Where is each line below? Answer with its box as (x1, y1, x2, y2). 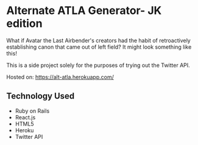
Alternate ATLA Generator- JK (6, 4, 162, 18)
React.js (15, 113, 36, 121)
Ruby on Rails (15, 107, 50, 115)
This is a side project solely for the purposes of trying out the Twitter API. (6, 62, 190, 69)
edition (6, 16, 43, 30)
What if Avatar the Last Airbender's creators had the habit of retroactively (6, 37, 191, 44)
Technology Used (6, 91, 75, 101)
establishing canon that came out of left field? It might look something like (6, 43, 192, 51)
